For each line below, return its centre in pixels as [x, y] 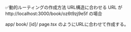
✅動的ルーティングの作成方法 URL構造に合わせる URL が [64, 7]
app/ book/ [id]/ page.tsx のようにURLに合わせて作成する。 [67, 24]
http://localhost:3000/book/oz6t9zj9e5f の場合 [54, 13]
